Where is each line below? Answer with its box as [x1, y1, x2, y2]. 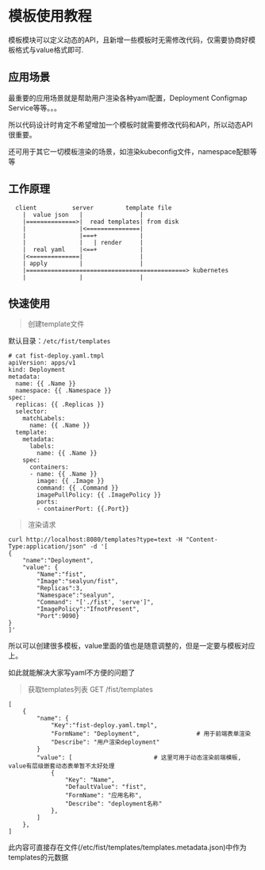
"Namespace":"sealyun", [36, 591, 115, 600]
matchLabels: [22, 415, 66, 423]
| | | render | [22, 238, 144, 246]
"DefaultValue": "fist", [64, 783, 148, 791]
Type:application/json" [8, 543, 87, 551]
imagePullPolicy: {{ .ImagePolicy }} [36, 491, 161, 499]
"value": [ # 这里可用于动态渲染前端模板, [36, 754, 242, 762]
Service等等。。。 [8, 102, 62, 112]
